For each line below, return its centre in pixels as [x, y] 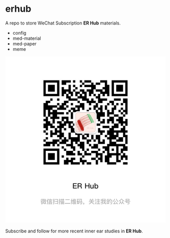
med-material [27, 38]
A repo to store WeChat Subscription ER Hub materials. [63, 23]
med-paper [24, 43]
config [19, 33]
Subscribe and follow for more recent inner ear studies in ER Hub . [74, 231]
